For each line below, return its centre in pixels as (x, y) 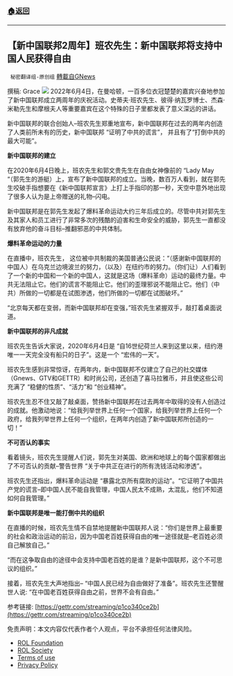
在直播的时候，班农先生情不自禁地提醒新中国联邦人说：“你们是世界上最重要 (115, 528)
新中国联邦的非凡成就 (37, 331)
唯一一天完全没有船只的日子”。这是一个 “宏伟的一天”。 (85, 355)
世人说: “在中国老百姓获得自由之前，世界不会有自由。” (83, 592)
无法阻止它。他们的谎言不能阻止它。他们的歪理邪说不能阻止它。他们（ (113, 284)
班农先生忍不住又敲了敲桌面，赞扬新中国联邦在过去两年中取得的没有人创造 (113, 402)
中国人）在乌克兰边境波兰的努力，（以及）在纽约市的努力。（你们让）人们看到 (116, 267)
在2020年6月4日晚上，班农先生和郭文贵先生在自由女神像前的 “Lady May (111, 170)
